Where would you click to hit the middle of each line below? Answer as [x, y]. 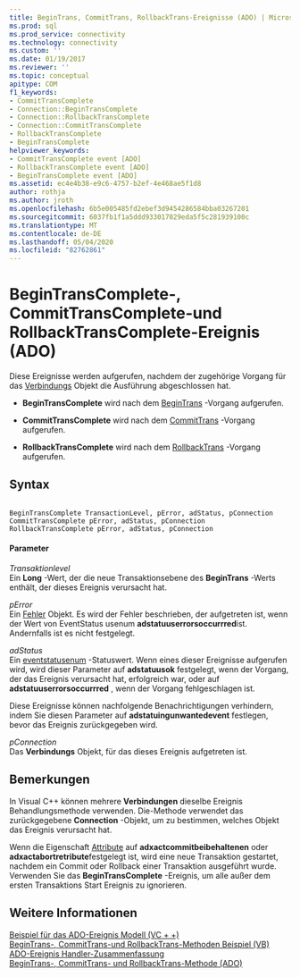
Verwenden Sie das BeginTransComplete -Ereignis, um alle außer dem [140, 875]
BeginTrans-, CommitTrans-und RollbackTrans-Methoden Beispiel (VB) [139, 944]
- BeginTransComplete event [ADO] [74, 175]
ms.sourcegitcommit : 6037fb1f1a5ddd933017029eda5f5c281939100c [129, 217]
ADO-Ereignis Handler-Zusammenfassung [87, 954]
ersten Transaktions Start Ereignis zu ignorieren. [98, 885]
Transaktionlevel [40, 569]
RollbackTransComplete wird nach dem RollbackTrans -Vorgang [141, 447]
